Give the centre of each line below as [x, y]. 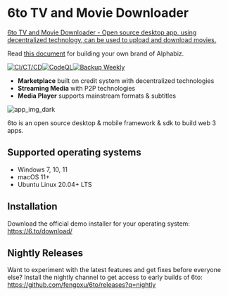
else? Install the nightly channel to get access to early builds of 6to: [105, 277]
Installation [32, 206]
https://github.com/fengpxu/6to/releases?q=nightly [82, 285]
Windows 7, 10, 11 [43, 169]
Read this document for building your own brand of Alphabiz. [96, 53]
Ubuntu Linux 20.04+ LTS [55, 184]
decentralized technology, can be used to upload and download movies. [112, 39]
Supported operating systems [75, 153]
